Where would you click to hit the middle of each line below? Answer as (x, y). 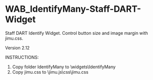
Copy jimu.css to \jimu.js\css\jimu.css (50, 72)
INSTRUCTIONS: (22, 57)
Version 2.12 (17, 48)
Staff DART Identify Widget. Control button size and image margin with (77, 33)
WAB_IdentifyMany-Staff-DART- (73, 9)
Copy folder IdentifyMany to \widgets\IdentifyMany (64, 67)
